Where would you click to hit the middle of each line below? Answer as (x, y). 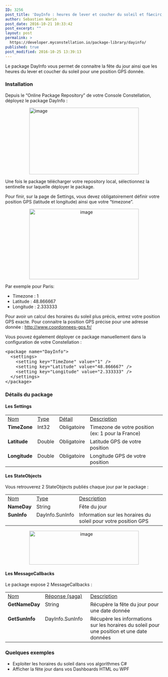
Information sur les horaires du (115, 515)
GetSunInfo (22, 619)
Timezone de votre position (122, 427)
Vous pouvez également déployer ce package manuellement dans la (75, 337)
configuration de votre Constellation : (43, 342)
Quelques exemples (30, 653)
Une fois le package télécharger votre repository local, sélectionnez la (77, 181)
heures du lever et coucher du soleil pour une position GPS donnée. (75, 71)
